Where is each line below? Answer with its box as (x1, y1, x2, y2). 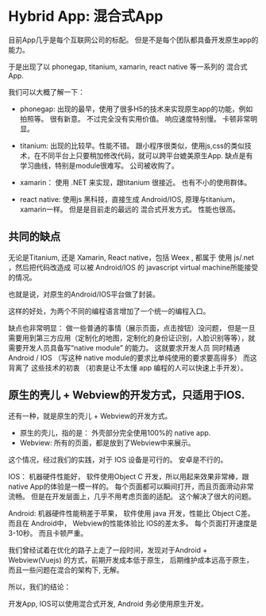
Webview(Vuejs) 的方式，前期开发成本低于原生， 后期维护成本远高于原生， (8, 555, 254, 564)
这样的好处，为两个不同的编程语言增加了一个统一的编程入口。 (8, 306, 210, 316)
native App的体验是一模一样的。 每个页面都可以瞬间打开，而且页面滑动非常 (8, 482, 254, 491)
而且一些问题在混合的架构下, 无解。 (8, 565, 124, 575)
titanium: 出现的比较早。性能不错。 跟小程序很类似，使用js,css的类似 (19, 141, 245, 150)
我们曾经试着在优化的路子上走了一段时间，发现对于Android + (8, 545, 208, 555)
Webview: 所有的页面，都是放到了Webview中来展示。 (19, 438, 196, 447)
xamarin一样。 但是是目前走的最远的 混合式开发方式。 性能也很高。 (19, 204, 241, 214)
